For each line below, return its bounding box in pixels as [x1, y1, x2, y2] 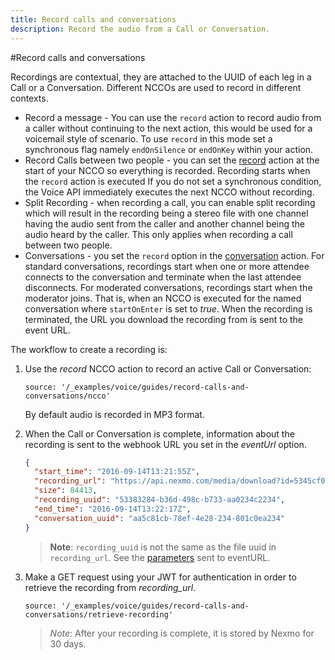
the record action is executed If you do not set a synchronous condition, [24, 175, 322, 187]
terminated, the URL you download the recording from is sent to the [24, 313, 304, 325]
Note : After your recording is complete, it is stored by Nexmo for [49, 627, 315, 639]
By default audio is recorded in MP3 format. [24, 408, 205, 420]
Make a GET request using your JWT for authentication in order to [24, 571, 297, 583]
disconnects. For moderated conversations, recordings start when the [24, 281, 313, 293]
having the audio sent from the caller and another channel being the [24, 217, 305, 230]
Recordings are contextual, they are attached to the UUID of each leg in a [10, 71, 312, 83]
